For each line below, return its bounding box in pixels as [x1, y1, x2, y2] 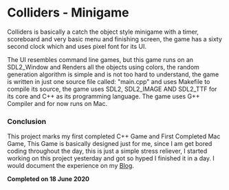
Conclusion [7, 116, 47, 126]
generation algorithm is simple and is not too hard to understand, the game [7, 70, 219, 78]
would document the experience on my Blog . [7, 162, 134, 170]
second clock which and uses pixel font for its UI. [7, 42, 146, 50]
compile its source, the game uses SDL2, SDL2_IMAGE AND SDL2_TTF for [7, 85, 217, 93]
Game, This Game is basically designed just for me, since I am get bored [7, 140, 212, 148]
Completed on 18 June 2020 [7, 175, 90, 183]
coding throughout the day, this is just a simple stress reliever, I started [7, 147, 208, 156]
